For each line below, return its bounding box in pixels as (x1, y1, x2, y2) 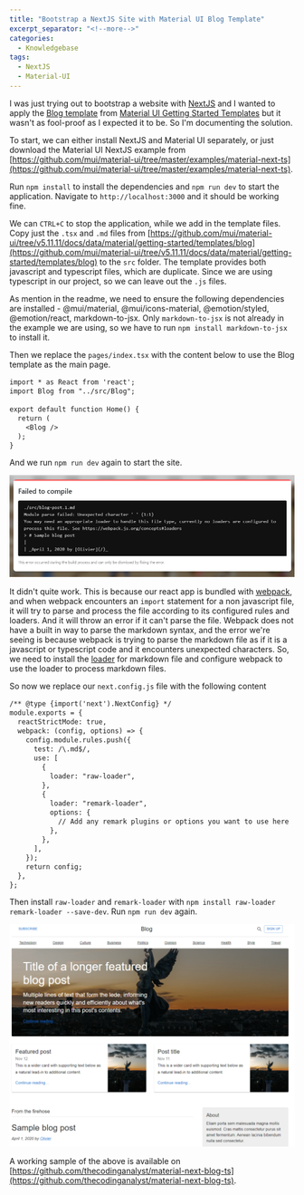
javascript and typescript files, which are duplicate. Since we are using (9, 265, 273, 276)
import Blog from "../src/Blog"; (9, 386, 136, 396)
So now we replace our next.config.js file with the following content (9, 680, 267, 691)
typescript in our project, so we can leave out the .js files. (9, 275, 227, 286)
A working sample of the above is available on (9, 1155, 181, 1166)
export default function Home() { (9, 404, 140, 414)
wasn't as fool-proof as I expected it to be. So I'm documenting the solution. (9, 117, 293, 128)
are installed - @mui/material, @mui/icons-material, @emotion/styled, (9, 303, 270, 313)
